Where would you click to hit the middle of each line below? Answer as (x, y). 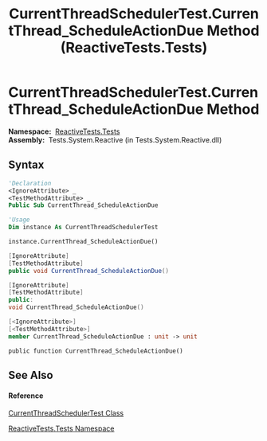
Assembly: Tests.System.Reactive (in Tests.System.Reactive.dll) (115, 139)
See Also (31, 375)
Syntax (26, 165)
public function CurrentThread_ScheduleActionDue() (96, 351)
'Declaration (30, 183)
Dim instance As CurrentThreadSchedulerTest (83, 228)
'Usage (19, 220)
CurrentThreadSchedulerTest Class (66, 413)
